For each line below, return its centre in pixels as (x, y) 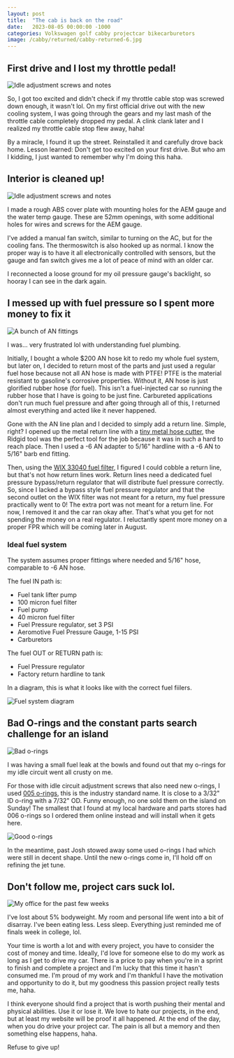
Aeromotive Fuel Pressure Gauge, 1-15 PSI (78, 632)
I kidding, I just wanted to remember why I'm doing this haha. (95, 157)
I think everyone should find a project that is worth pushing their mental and (116, 1004)
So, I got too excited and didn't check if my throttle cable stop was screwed (116, 98)
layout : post (26, 14)
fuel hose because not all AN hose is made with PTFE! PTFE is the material (115, 373)
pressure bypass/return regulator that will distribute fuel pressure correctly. (116, 482)
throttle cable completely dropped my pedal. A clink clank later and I (105, 121)
